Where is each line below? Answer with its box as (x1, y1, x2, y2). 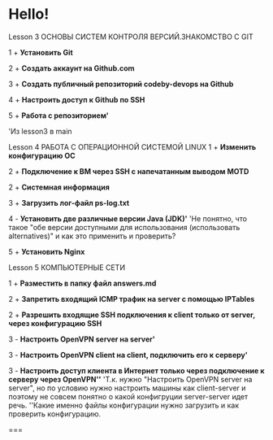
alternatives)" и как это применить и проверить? (8, 231, 176, 241)
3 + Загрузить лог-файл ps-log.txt (8, 198, 130, 207)
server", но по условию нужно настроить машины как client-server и (8, 383, 246, 393)
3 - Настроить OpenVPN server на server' (8, 334, 156, 344)
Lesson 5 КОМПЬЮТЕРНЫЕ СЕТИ (8, 262, 126, 272)
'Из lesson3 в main (8, 126, 72, 136)
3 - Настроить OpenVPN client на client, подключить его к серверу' (8, 350, 248, 359)
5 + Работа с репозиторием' (8, 111, 109, 120)
